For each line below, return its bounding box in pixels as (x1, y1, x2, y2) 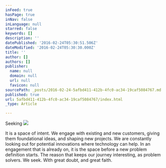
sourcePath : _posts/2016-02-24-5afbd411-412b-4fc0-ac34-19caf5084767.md (5, 87, 161, 93)
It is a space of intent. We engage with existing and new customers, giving (5, 130, 160, 137)
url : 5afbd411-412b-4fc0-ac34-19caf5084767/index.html (5, 97, 123, 102)
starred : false (5, 26, 37, 31)
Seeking (5, 120, 23, 127)
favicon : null (10, 82, 39, 88)
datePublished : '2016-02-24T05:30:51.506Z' (5, 40, 98, 46)
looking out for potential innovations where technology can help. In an (5, 141, 150, 147)
